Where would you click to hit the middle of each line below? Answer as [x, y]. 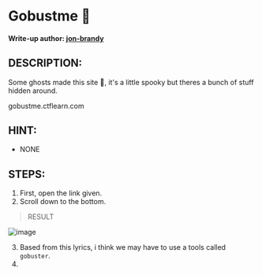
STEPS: [27, 174]
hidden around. [33, 91]
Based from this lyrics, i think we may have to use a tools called [123, 247]
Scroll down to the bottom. [63, 202]
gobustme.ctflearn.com [46, 106]
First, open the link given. [61, 193]
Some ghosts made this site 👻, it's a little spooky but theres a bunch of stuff [131, 82]
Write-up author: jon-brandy [56, 38]
